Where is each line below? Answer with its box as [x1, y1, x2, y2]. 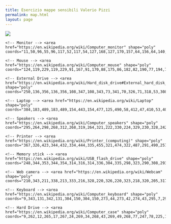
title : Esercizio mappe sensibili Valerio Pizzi [5, 7, 110, 13]
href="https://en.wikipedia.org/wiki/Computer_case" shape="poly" [5, 210, 149, 215]
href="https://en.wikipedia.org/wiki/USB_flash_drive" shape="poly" [5, 156, 154, 161]
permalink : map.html [5, 12, 49, 17]
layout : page [5, 17, 33, 22]
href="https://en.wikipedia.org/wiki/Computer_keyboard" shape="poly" [5, 192, 158, 197]
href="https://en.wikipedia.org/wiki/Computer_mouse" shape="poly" [5, 63, 152, 68]
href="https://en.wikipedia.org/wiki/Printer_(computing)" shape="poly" [5, 138, 163, 144]
